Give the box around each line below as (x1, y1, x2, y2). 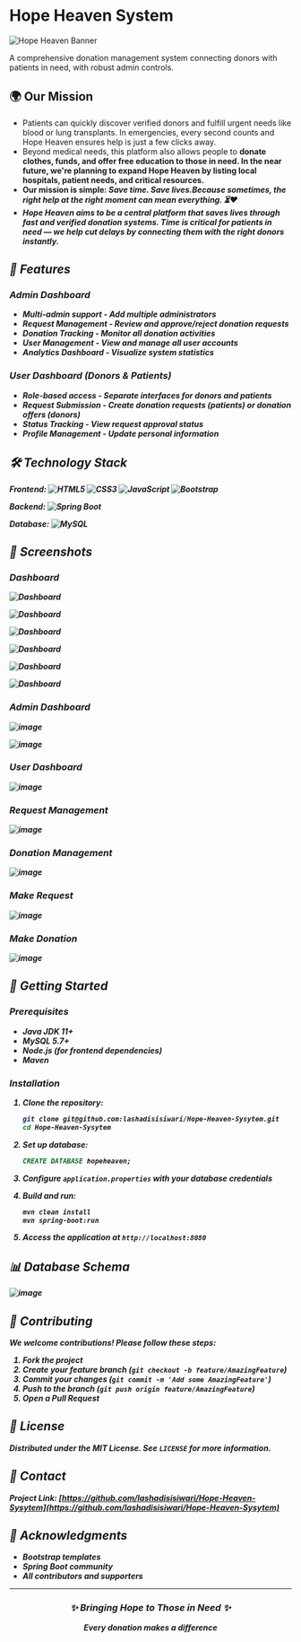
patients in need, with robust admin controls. (9, 62, 175, 73)
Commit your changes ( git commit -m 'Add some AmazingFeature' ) (21, 1374, 271, 1384)
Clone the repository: (21, 1097, 104, 1108)
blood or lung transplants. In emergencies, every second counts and (21, 127, 275, 137)
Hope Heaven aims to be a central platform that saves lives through (21, 207, 280, 218)
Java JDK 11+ (21, 1026, 74, 1036)
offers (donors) (21, 409, 81, 420)
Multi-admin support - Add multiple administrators (21, 309, 217, 319)
